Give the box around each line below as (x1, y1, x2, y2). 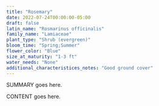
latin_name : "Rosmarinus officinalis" (6, 25, 104, 32)
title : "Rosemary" (6, 8, 53, 15)
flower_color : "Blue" (6, 48, 61, 54)
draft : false (6, 20, 39, 26)
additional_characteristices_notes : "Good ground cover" (6, 64, 154, 71)
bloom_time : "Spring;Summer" (6, 43, 80, 49)
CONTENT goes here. (6, 93, 61, 100)
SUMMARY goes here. (6, 81, 63, 89)
